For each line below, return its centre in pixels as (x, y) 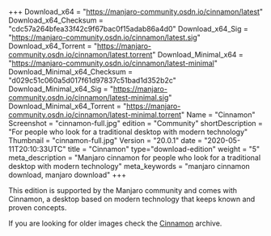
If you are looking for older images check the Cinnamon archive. (115, 223)
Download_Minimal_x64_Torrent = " (68, 106)
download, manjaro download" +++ (68, 175)
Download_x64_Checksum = (56, 20)
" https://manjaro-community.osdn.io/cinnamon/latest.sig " (104, 37)
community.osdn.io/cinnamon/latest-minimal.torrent (95, 115)
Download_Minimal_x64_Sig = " (61, 89)
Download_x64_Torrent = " (53, 46)
